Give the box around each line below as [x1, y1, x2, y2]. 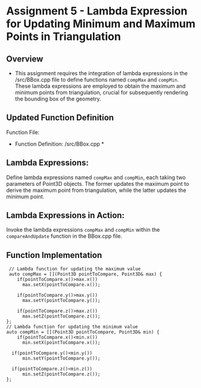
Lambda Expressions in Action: [6, 211, 125, 221]
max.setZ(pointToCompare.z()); [22, 313, 101, 319]
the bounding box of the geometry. [14, 95, 101, 102]
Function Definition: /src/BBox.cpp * [14, 140, 104, 147]
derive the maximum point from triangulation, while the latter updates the [6, 186, 187, 194]
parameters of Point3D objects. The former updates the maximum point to [6, 180, 190, 187]
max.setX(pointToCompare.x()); [22, 282, 101, 288]
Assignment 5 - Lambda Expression [6, 4, 188, 18]
